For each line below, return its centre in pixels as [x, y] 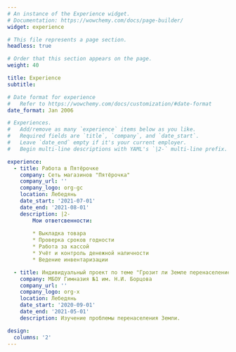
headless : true [29, 46]
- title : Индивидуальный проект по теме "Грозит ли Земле [100, 272]
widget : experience [36, 27]
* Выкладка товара [59, 234]
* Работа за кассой [61, 247]
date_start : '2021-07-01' [58, 201]
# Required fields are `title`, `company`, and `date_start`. [103, 136]
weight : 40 [23, 65]
